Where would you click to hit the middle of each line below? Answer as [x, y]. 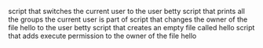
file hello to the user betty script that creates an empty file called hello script [131, 27]
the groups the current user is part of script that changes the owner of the [128, 19]
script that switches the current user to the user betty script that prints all [127, 11]
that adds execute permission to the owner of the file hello [102, 36]
